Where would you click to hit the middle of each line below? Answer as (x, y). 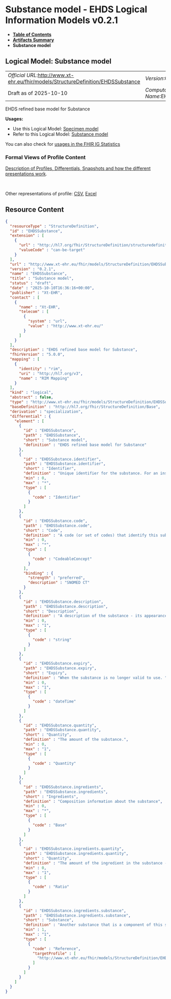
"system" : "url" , (47, 321)
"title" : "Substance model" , (42, 279)
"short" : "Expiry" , (45, 673)
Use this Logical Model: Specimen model (55, 128)
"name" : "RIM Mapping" (44, 378)
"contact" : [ (25, 298)
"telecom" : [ (34, 312)
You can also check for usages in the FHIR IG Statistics (63, 144)
